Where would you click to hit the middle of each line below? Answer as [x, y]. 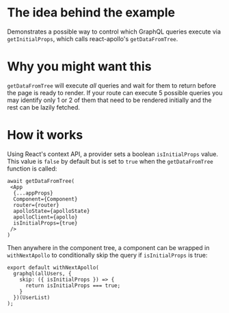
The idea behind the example [91, 13]
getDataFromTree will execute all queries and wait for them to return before [112, 85]
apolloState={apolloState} [52, 211]
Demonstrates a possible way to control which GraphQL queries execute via [114, 32]
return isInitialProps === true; [73, 286]
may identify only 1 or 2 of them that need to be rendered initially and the [109, 100]
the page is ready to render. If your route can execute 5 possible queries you [115, 92]
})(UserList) [32, 297]
